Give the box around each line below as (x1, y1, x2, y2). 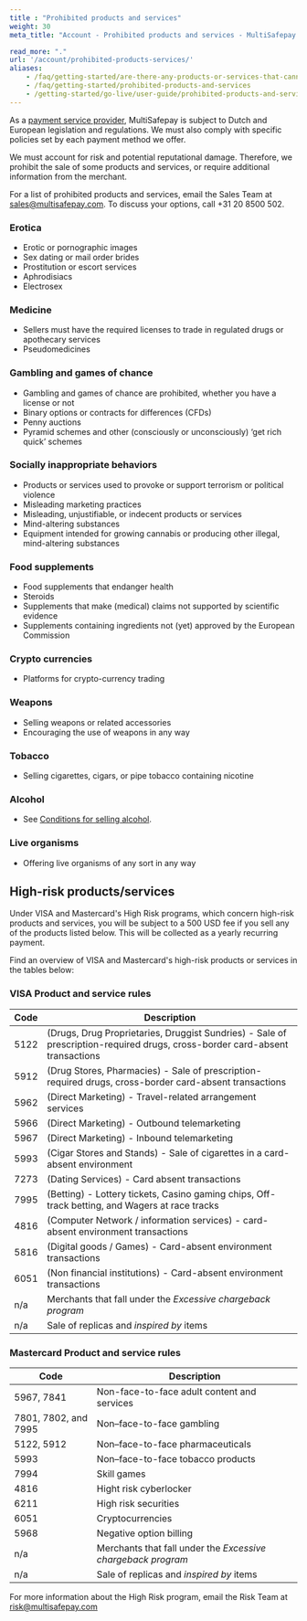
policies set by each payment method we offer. (9, 133, 186, 144)
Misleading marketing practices (22, 499, 142, 510)
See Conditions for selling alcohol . (22, 814, 153, 825)
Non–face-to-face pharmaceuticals (96, 1438, 251, 1450)
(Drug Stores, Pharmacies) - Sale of (47, 1064, 203, 1076)
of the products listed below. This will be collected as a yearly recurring (9, 927, 279, 938)
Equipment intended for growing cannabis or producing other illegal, (22, 527, 281, 539)
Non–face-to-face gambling (96, 1417, 220, 1430)
